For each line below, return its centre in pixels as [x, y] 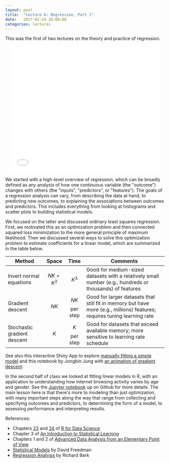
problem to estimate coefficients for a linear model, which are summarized [83, 243]
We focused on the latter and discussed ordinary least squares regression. [83, 222]
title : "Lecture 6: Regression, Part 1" [50, 15]
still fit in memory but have [118, 303]
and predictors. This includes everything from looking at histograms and [80, 206]
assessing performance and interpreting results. [55, 409]
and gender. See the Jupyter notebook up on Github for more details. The [82, 387]
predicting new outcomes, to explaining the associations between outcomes [85, 201]
